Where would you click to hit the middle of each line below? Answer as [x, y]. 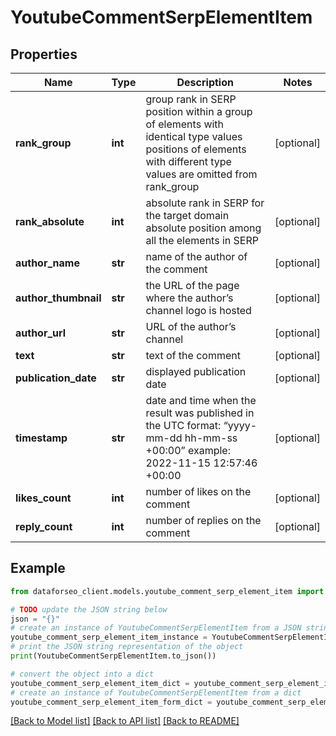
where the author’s [189, 298]
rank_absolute [50, 221]
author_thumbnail [58, 298]
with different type [188, 161]
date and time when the [201, 400]
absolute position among [203, 228]
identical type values [194, 136]
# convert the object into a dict [82, 674]
